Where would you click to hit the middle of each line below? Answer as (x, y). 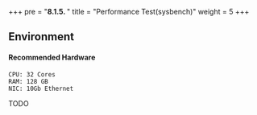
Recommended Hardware (52, 57)
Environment (41, 37)
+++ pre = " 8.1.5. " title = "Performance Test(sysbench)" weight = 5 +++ (129, 12)
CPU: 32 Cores (32, 74)
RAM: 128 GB (28, 81)
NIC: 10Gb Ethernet (41, 88)
